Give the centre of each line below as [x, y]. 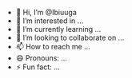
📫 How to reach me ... [53, 47]
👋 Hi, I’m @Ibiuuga [46, 12]
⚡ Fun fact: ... [38, 67]
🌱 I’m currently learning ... [58, 29]
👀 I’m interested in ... [50, 21]
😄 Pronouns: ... [42, 58]
